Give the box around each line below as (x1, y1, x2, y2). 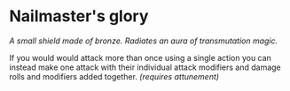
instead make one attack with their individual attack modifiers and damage (9, 62, 281, 72)
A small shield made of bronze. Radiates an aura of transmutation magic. (9, 35, 278, 46)
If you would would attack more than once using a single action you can (9, 52, 272, 63)
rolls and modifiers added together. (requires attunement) (9, 71, 220, 81)
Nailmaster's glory (9, 6, 149, 27)
